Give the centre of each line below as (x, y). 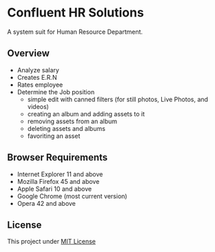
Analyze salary (38, 70)
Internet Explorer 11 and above (60, 174)
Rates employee (40, 85)
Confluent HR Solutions (76, 13)
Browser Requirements (58, 157)
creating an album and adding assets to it (86, 114)
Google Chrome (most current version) (72, 196)
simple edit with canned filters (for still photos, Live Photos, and (118, 99)
